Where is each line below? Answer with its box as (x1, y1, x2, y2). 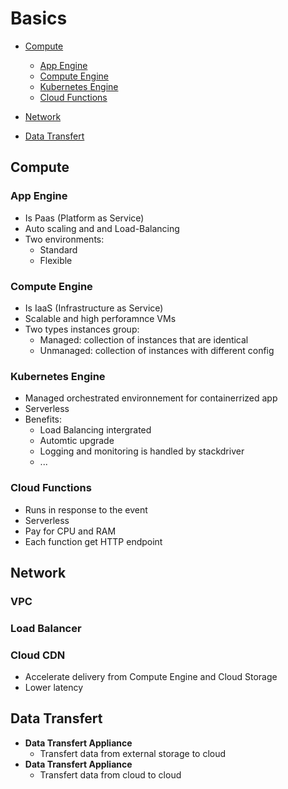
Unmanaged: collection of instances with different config (39, 344, 275, 356)
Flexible (39, 254, 73, 266)
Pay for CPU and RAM (24, 525, 117, 537)
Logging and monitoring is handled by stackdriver (39, 445, 245, 457)
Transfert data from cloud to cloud (39, 768, 182, 781)
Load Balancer (10, 621, 82, 635)
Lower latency (24, 682, 84, 694)
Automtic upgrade (39, 435, 115, 447)
